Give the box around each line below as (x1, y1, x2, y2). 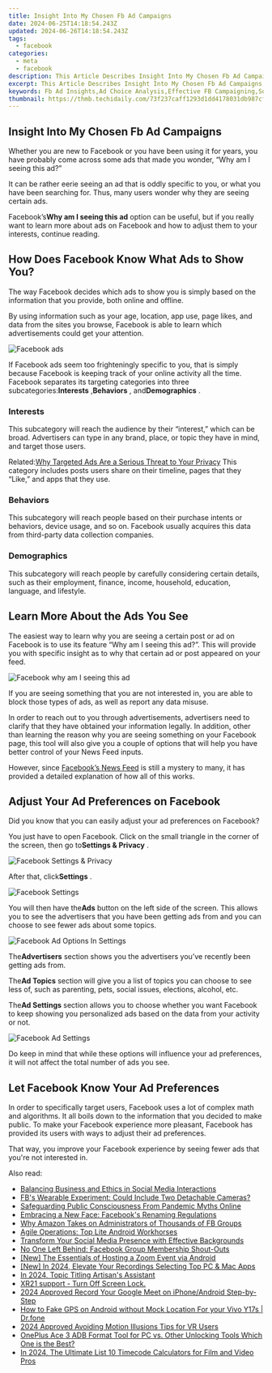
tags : (8, 34, 27, 43)
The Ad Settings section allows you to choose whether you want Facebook (8, 1000, 257, 1010)
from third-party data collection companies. (8, 530, 155, 539)
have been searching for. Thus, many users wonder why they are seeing (8, 188, 249, 198)
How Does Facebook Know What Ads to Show (8, 253, 244, 266)
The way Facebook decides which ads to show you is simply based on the (8, 287, 257, 296)
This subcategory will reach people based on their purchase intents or (8, 513, 243, 522)
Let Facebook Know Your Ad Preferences (8, 1081, 220, 1094)
